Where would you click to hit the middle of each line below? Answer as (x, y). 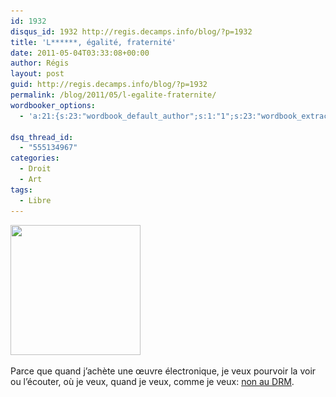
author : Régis (40, 63)
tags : (21, 190)
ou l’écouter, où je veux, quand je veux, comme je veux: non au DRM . (152, 381)
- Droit (35, 169)
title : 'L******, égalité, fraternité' (93, 42)
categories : (35, 158)
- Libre (35, 200)
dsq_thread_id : (42, 137)
